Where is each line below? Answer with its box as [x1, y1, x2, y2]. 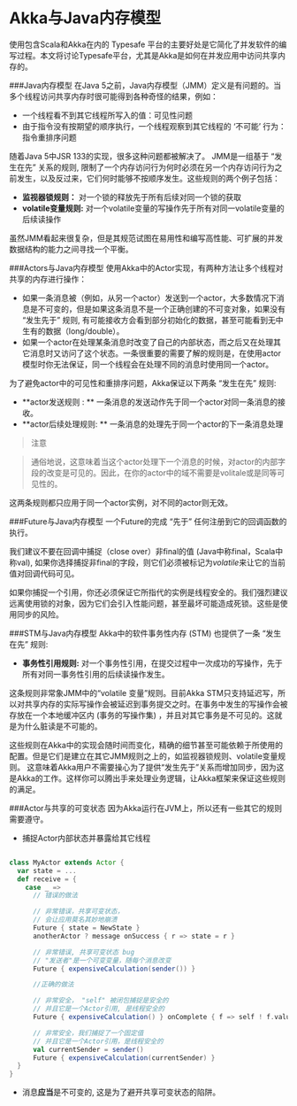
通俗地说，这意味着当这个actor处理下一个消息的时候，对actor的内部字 [30, 456, 286, 467]
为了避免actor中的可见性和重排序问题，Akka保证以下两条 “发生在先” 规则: [9, 377, 277, 388]
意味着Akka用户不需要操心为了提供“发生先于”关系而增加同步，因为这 [34, 762, 285, 772]
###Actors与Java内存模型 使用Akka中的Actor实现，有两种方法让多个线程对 [9, 262, 284, 273]
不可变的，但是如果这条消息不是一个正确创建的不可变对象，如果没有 [37, 303, 286, 314]
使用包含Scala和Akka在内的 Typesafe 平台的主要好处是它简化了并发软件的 [9, 39, 279, 50]
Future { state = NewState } [32, 924, 141, 932]
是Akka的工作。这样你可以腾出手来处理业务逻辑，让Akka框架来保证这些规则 [9, 772, 286, 784]
